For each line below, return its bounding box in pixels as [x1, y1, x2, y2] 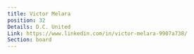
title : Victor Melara [7, 10, 71, 18]
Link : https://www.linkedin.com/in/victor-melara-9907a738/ [7, 29, 188, 37]
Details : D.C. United [7, 23, 71, 30]
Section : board [7, 36, 52, 43]
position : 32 [7, 17, 46, 24]
